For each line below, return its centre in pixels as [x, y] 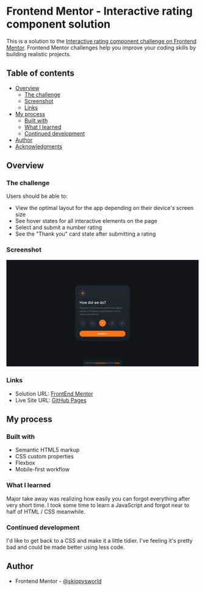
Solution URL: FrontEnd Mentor [54, 393]
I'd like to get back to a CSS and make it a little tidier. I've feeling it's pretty [100, 540]
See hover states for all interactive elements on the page [86, 221]
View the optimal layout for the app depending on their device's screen [104, 208]
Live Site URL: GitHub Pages [51, 400]
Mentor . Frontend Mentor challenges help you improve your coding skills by [101, 48]
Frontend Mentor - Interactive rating [100, 11]
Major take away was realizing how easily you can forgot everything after [98, 498]
